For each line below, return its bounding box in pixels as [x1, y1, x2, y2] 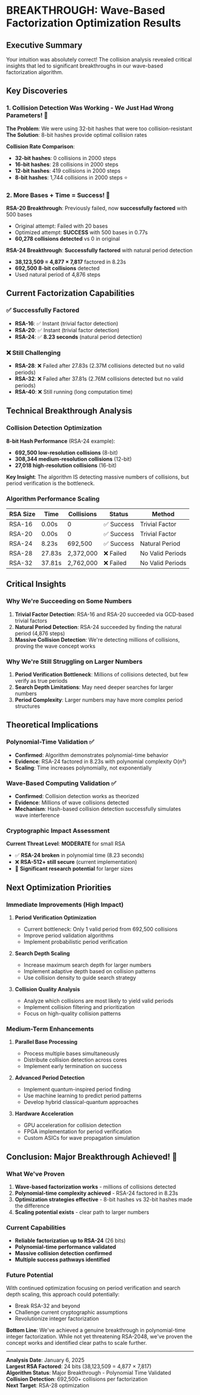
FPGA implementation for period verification [23, 1128, 132, 1135]
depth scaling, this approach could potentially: [6, 1291, 120, 1298]
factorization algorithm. [6, 69, 64, 75]
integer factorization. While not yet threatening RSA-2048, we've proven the [6, 1333, 193, 1340]
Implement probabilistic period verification [23, 938, 128, 945]
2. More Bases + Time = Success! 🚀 [6, 191, 110, 199]
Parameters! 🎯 [6, 111, 49, 119]
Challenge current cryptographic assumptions [14, 1309, 128, 1316]
